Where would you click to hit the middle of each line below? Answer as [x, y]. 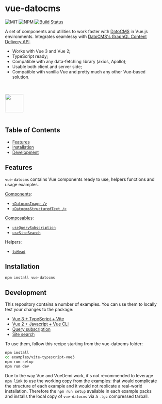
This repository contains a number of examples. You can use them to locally [81, 304]
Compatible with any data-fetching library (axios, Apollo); [69, 61]
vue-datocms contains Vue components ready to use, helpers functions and [80, 179]
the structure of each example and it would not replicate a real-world [74, 386]
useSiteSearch [26, 233]
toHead [19, 252]
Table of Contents [33, 130]
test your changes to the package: [39, 310]
